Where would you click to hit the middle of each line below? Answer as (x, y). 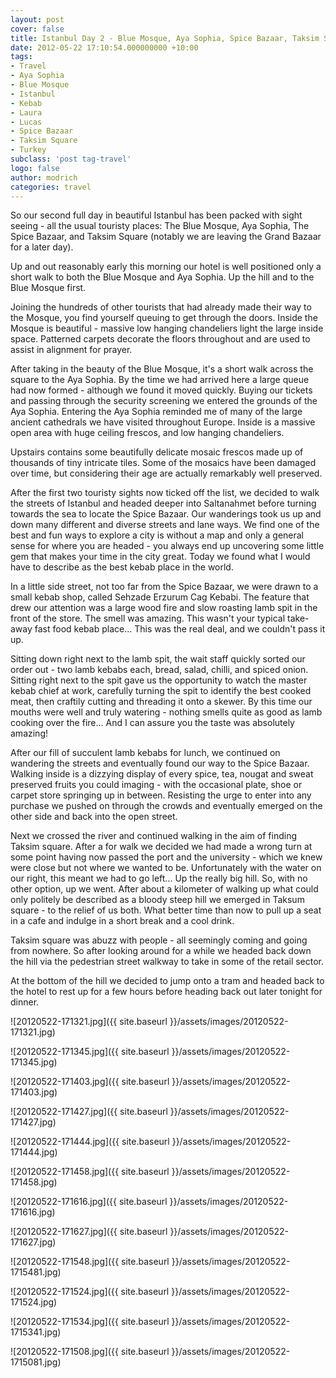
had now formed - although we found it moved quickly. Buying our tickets (161, 390)
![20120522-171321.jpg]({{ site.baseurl (89, 1022)
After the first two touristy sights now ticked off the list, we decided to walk (165, 493)
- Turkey (28, 150)
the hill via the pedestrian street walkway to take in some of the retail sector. (167, 962)
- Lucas (26, 122)
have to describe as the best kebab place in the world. (122, 567)
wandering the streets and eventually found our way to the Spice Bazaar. (160, 763)
